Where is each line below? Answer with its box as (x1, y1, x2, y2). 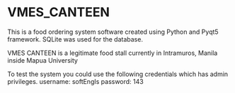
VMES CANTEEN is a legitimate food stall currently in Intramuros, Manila (7, 49, 218, 57)
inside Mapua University (7, 56, 78, 64)
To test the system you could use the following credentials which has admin (7, 70, 229, 78)
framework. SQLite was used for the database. (7, 35, 144, 43)
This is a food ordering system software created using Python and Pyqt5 (7, 27, 219, 36)
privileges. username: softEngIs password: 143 (7, 77, 144, 85)
